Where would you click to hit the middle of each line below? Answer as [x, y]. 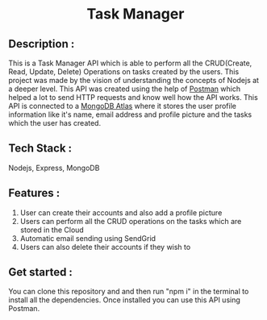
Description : [42, 44]
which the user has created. [55, 123]
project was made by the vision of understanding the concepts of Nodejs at [134, 80]
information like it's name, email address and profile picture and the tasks [130, 114]
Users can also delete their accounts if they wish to [105, 247]
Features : [34, 193]
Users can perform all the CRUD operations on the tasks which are [131, 221]
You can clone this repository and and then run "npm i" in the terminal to [129, 292]
